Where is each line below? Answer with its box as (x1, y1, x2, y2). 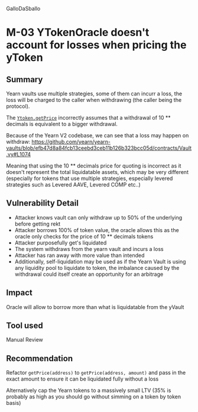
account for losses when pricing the (6, 38, 187, 52)
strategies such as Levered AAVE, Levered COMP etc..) (6, 181, 141, 188)
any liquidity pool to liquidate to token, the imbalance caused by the (14, 264, 180, 271)
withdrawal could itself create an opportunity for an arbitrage (14, 271, 164, 278)
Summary (6, 74, 43, 85)
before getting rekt (14, 220, 61, 227)
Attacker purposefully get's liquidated (14, 239, 107, 246)
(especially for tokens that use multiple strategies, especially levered (6, 175, 173, 182)
